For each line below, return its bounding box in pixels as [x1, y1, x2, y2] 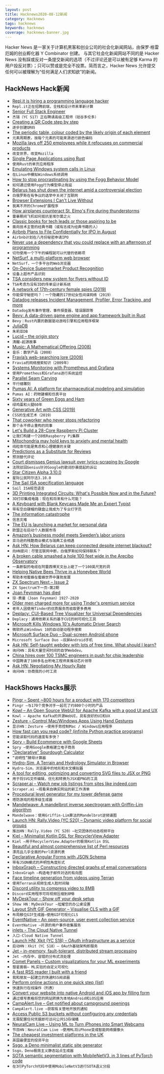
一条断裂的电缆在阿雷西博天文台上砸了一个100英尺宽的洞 [12, 564, 110, 569]
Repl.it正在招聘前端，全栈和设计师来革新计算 [12, 104, 94, 109]
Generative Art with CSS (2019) [12, 407, 76, 412]
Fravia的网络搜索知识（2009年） [12, 360, 71, 365]
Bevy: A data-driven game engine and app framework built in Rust [12, 312, 146, 318]
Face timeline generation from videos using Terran [12, 875, 114, 881]
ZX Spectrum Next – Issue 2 [12, 579, 69, 585]
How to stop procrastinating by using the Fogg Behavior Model [12, 176, 139, 182]
